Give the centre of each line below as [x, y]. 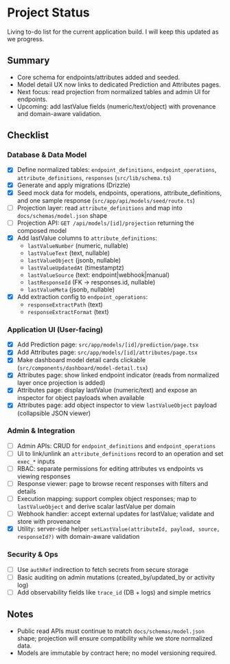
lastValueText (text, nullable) [68, 253]
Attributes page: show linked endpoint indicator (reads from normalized [118, 375]
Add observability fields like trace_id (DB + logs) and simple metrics [114, 592]
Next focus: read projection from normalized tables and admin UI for [114, 91]
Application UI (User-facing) [55, 329]
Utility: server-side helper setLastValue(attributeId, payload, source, [118, 529]
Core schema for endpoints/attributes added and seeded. [99, 77]
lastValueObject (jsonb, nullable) [74, 260]
